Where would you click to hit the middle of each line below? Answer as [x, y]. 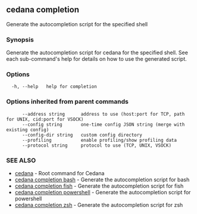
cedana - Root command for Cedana [60, 173]
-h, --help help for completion [54, 87]
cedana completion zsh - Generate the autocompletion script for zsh [99, 205]
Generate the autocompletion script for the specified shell [77, 24]
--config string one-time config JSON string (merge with [103, 125]
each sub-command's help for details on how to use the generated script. [96, 59]
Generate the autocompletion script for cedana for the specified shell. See [97, 52]
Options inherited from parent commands [68, 102]
